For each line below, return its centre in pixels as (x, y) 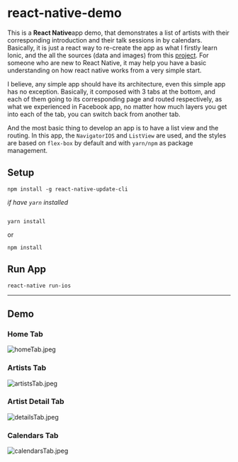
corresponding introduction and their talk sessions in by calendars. (105, 40)
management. (28, 150)
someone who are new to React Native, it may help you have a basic (107, 62)
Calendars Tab (33, 435)
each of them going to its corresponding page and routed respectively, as (115, 99)
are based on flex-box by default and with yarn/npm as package (100, 142)
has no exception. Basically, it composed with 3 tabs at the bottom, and (112, 91)
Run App (27, 270)
